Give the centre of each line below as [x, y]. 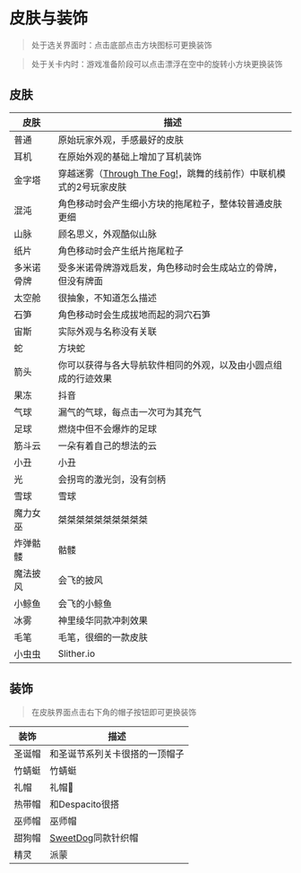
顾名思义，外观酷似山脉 [107, 234]
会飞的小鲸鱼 [85, 603]
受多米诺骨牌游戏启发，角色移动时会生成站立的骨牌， [170, 267]
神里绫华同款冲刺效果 [103, 620]
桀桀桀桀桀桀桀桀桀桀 [103, 519]
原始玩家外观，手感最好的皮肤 [120, 140]
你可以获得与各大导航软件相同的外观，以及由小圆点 [165, 365]
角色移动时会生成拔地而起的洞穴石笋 [134, 315]
